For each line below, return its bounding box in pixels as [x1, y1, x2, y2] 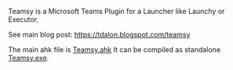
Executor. [8, 15, 39, 24]
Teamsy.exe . [8, 54, 49, 62]
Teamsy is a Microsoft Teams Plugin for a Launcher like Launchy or [8, 7, 225, 16]
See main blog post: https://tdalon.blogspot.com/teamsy [8, 30, 191, 39]
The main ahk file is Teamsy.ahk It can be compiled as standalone [8, 45, 221, 54]
